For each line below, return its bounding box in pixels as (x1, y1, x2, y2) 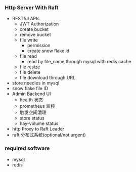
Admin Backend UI (12, 91, 51, 97)
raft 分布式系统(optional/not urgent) (12, 132, 86, 138)
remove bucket (19, 32, 51, 38)
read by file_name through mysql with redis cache (27, 59, 131, 65)
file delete (19, 69, 41, 75)
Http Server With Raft (5, 4, 59, 11)
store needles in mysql (12, 80, 60, 86)
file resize (19, 64, 40, 70)
